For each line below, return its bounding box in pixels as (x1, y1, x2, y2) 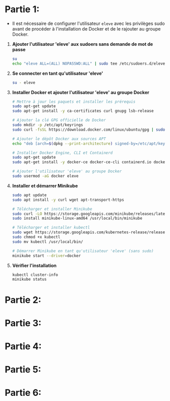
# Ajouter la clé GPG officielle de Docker (12, 118, 106, 123)
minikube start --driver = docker (12, 253, 81, 258)
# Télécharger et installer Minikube (12, 206, 93, 211)
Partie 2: (5, 294, 42, 305)
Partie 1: (5, 4, 40, 15)
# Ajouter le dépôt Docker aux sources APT (12, 136, 106, 141)
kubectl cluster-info (12, 272, 58, 277)
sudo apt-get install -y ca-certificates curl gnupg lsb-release (12, 108, 154, 114)
